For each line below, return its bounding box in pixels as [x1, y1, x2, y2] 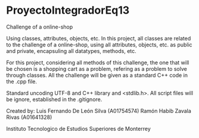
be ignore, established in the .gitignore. [6, 96, 102, 103]
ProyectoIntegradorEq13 [6, 4, 130, 17]
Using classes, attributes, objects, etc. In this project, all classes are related [6, 34, 191, 42]
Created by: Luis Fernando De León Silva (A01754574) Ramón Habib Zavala [6, 107, 192, 114]
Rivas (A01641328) [6, 114, 52, 121]
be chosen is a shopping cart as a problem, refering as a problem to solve [6, 65, 188, 72]
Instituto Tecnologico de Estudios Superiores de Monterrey [6, 125, 151, 132]
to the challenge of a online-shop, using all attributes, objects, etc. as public [6, 41, 192, 48]
